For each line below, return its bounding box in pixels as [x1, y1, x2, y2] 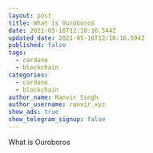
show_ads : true [8, 108, 59, 116]
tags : [8, 49, 26, 57]
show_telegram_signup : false [8, 116, 106, 124]
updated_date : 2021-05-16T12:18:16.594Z [8, 33, 146, 42]
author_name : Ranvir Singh [8, 93, 99, 101]
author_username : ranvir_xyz [8, 100, 106, 108]
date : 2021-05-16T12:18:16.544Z [8, 26, 116, 34]
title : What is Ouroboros [8, 19, 95, 27]
